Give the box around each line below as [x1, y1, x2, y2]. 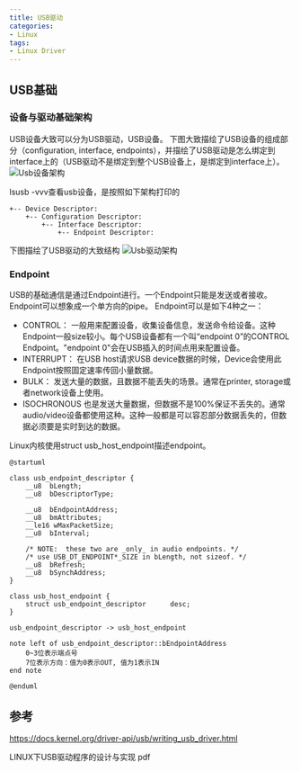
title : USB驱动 [9, 13, 64, 22]
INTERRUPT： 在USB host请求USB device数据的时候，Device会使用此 [22, 354, 282, 364]
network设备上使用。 [30, 388, 109, 399]
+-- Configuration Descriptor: [25, 212, 143, 221]
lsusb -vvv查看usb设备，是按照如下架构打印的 [9, 186, 181, 197]
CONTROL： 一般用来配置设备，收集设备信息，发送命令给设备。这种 [22, 320, 276, 331]
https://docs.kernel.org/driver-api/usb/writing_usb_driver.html [9, 732, 238, 743]
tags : [9, 38, 30, 48]
